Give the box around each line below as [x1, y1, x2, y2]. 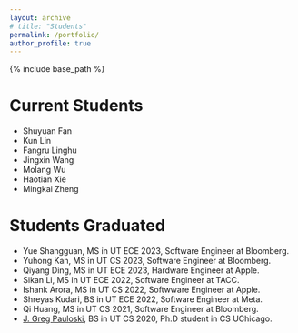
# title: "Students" [9, 22, 88, 31]
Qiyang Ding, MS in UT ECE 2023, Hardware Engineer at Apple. [22, 265, 261, 276]
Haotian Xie [22, 174, 66, 185]
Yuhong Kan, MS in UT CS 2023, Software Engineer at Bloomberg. [22, 256, 272, 267]
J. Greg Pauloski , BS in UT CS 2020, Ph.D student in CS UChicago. [22, 313, 273, 324]
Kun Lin [22, 136, 52, 146]
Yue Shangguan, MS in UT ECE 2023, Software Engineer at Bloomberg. [22, 246, 289, 257]
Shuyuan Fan [22, 126, 73, 136]
